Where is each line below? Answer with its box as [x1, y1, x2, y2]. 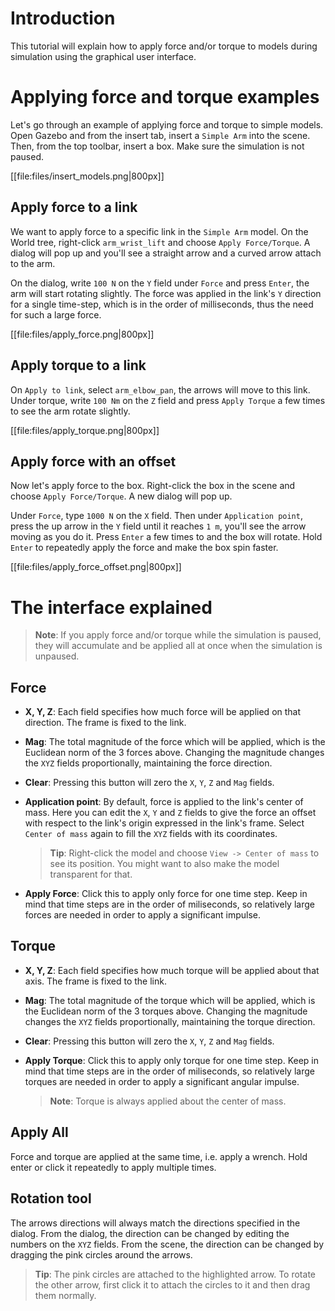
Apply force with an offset [10, 453, 177, 470]
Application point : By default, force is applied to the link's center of [24, 796, 304, 808]
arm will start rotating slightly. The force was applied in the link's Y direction [10, 287, 322, 299]
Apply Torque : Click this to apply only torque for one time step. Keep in [24, 1054, 320, 1066]
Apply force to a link [10, 199, 138, 216]
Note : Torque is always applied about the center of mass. [49, 1095, 287, 1107]
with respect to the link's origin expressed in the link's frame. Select [24, 817, 305, 829]
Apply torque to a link [10, 357, 147, 374]
